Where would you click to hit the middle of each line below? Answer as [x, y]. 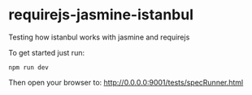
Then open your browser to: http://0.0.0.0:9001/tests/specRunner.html [126, 82]
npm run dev [28, 67]
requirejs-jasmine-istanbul [101, 15]
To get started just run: [47, 52]
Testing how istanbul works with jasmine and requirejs [99, 37]
